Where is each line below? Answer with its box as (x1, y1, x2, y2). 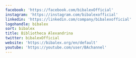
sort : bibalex (5, 26, 35, 31)
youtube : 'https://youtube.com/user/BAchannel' (5, 45, 107, 50)
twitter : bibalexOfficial (5, 36, 59, 41)
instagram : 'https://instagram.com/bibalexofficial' (5, 12, 118, 17)
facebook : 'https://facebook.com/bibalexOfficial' (5, 7, 114, 13)
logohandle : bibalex (5, 21, 49, 27)
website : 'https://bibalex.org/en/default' (5, 40, 98, 45)
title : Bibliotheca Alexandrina (5, 31, 73, 36)
